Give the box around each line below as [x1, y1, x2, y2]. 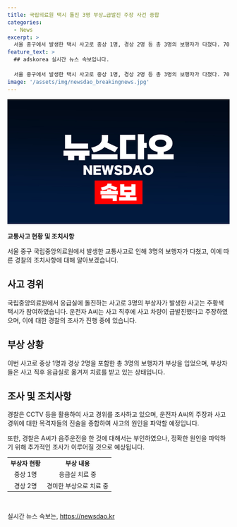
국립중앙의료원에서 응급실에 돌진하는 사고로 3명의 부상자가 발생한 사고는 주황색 [7, 298, 224, 307]
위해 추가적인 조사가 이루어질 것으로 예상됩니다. [14, 443, 145, 452]
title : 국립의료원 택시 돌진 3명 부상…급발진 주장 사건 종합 [7, 11, 160, 18]
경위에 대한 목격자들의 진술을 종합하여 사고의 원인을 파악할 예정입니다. [7, 419, 200, 428]
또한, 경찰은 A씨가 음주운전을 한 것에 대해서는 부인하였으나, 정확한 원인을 [7, 434, 207, 442]
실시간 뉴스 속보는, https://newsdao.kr [7, 512, 115, 521]
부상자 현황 [10, 459, 41, 468]
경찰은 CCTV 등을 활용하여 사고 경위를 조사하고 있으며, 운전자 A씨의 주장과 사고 [7, 410, 226, 419]
